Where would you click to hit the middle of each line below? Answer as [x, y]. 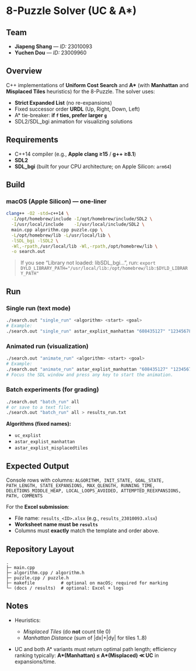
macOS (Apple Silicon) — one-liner [56, 201]
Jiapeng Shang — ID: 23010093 [53, 46]
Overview [24, 71]
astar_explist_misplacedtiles [51, 448]
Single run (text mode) [38, 308]
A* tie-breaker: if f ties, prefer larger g [61, 115]
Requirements [32, 140]
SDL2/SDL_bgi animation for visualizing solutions [73, 121]
